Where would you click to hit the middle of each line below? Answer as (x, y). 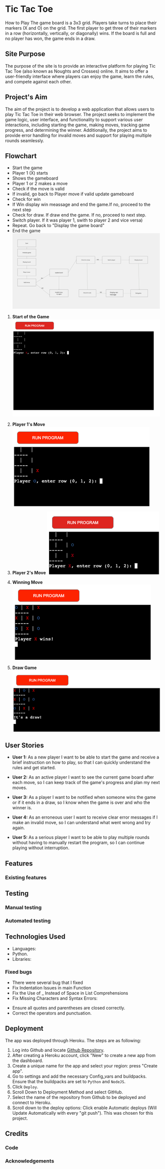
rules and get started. (34, 768)
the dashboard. (27, 1060)
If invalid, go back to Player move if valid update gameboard (73, 194)
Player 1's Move (28, 424)
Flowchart (21, 156)
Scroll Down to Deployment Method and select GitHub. (68, 1092)
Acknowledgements (30, 1161)
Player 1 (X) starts (30, 173)
